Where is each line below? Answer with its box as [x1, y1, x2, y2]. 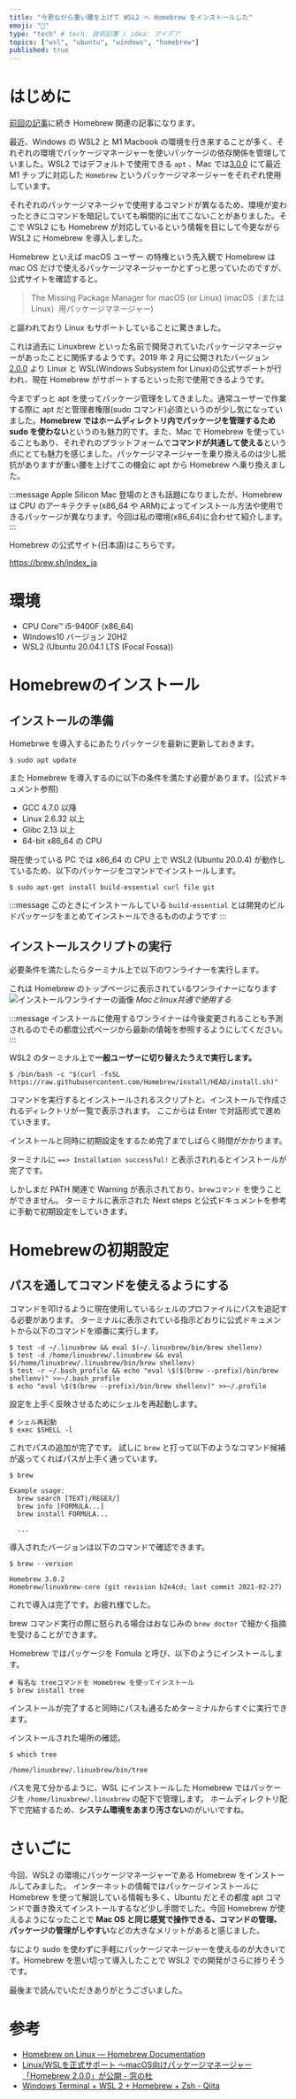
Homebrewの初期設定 [9, 1241, 170, 1260]
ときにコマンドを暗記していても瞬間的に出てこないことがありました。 [24, 211, 280, 221]
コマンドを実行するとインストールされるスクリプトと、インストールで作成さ [9, 1094, 287, 1104]
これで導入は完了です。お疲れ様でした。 [9, 1599, 156, 1610]
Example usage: [9, 1486, 65, 1495]
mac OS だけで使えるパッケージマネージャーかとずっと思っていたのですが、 [9, 263, 286, 273]
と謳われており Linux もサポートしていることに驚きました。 [9, 322, 226, 333]
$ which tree [9, 1749, 57, 1759]
